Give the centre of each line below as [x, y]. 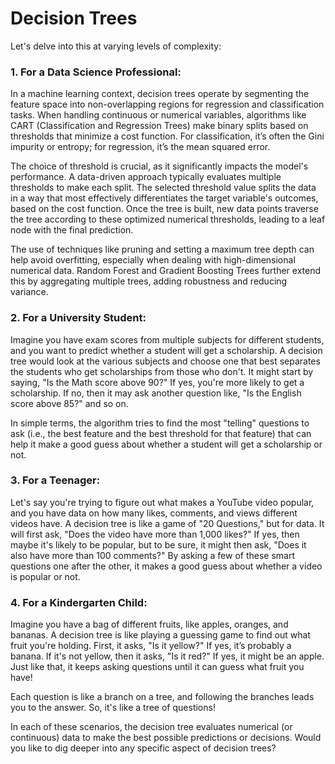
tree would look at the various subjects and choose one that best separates [165, 361]
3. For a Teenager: [55, 480]
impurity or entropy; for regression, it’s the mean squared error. [140, 147]
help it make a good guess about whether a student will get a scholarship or [166, 444]
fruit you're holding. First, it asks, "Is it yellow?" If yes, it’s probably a [151, 646]
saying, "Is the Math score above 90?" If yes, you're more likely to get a [157, 382]
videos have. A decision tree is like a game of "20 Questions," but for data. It [167, 523]
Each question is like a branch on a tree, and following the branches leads [162, 697]
